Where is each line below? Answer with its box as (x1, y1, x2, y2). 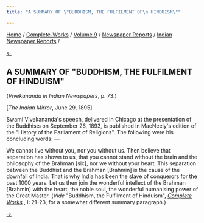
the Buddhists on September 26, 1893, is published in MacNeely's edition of (6, 122, 197, 129)
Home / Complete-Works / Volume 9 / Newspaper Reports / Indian (6, 31, 172, 38)
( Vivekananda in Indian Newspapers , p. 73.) (6, 92, 117, 100)
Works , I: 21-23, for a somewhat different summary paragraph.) (6, 199, 166, 206)
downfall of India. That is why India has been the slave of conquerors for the (6, 173, 198, 180)
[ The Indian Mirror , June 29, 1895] (6, 104, 93, 111)
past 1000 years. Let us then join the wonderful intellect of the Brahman (6, 179, 186, 187)
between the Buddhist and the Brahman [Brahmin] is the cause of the (6, 166, 180, 174)
